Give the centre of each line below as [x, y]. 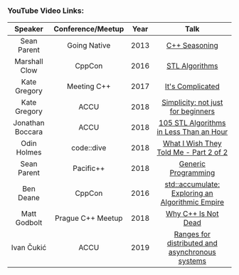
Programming [192, 173]
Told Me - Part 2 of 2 [192, 152]
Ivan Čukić [29, 248]
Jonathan [29, 123]
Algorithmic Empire [192, 202]
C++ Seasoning [192, 46]
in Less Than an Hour [192, 132]
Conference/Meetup [89, 29]
